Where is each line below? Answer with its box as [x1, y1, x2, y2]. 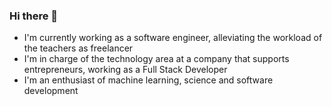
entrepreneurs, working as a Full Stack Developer [23, 64, 228, 76]
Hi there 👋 [9, 9, 59, 23]
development [23, 85, 79, 97]
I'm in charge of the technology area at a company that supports [23, 53, 290, 65]
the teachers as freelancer [23, 42, 134, 54]
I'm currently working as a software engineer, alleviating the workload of [23, 32, 323, 44]
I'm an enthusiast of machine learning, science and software [23, 74, 274, 86]
